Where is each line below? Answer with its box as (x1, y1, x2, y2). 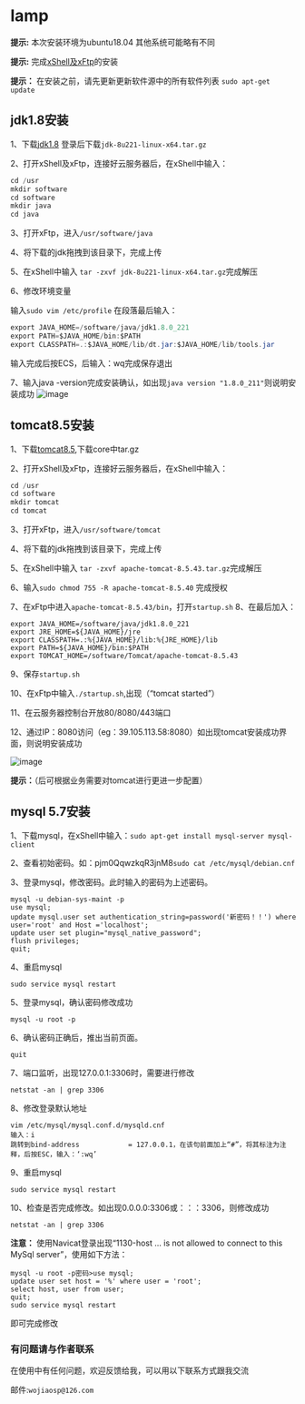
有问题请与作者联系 (10, 1342, 94, 1355)
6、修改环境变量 (10, 286, 72, 297)
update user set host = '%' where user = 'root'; (10, 1277, 202, 1286)
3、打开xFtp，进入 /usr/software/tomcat (10, 524, 162, 535)
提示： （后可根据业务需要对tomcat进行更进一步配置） (10, 775, 208, 786)
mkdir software (10, 184, 68, 194)
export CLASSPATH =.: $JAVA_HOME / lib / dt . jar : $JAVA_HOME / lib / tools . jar (10, 340, 275, 349)
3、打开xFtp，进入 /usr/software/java (10, 228, 153, 239)
